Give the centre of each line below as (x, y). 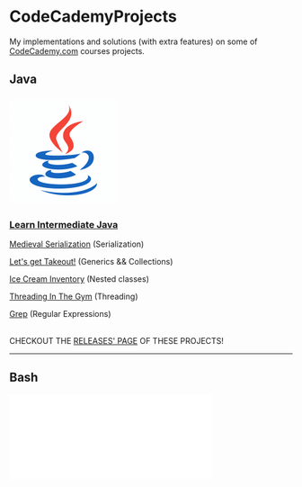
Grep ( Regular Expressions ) (60, 314)
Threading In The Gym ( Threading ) (74, 297)
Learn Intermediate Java (64, 224)
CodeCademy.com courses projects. (77, 50)
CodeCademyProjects (93, 17)
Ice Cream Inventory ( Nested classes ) (80, 279)
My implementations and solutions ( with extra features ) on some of (133, 41)
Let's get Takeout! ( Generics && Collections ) (91, 262)
